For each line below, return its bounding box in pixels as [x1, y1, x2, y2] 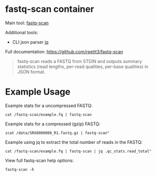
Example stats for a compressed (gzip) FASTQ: [5, 120, 101, 127]
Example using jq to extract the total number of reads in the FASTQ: [5, 139, 143, 145]
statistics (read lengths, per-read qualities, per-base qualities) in [17, 63, 149, 69]
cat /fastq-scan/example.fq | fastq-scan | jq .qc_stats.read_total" [5, 149, 152, 154]
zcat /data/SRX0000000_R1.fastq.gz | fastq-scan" [5, 130, 110, 135]
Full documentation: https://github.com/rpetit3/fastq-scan [5, 49, 123, 55]
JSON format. [17, 68, 46, 75]
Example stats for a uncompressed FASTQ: [5, 103, 93, 109]
